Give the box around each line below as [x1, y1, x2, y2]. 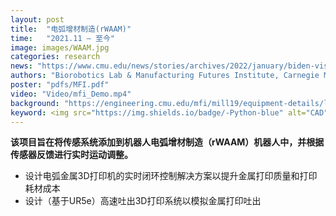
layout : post [10, 14, 65, 25]
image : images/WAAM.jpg [10, 42, 110, 53]
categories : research [10, 52, 101, 62]
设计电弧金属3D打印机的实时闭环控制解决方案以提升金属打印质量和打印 [24, 170, 318, 182]
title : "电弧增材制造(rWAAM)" [10, 24, 132, 34]
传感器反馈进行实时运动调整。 [10, 149, 133, 161]
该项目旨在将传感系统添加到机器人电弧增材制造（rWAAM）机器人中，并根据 [10, 136, 325, 148]
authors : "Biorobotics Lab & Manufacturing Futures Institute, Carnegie [10, 71, 320, 81]
